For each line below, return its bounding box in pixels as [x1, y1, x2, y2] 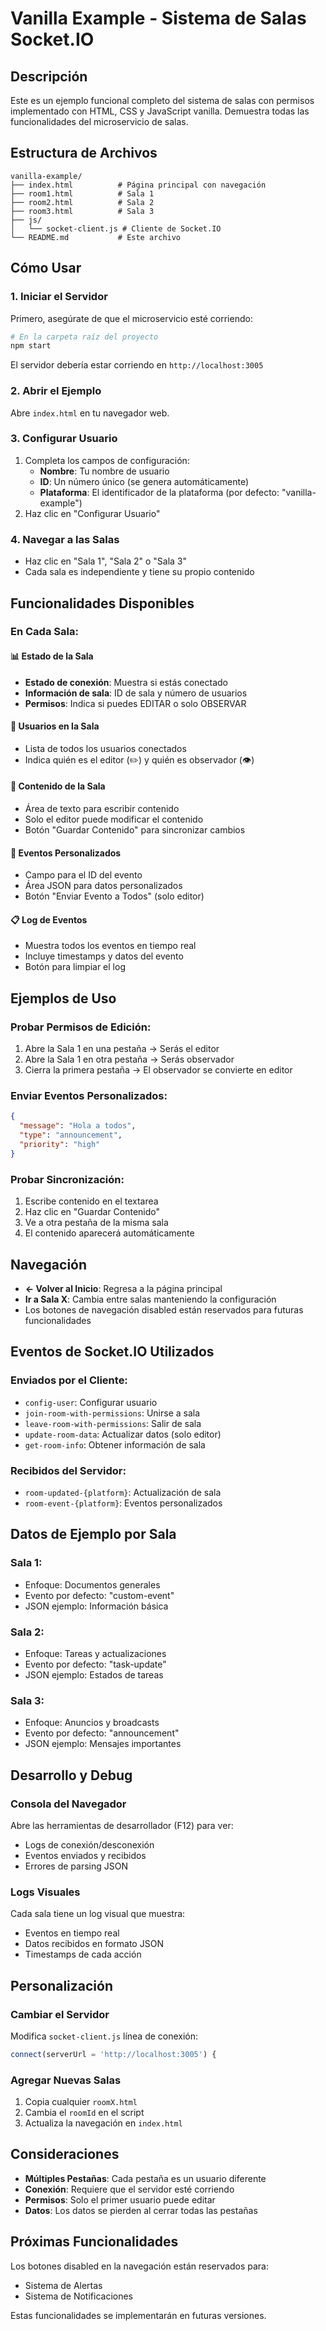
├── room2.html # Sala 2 [10, 197, 155, 207]
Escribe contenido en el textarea [24, 1195, 159, 1207]
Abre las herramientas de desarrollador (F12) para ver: [10, 1819, 234, 1831]
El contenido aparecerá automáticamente [24, 1227, 195, 1239]
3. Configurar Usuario [10, 432, 118, 446]
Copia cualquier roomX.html [24, 2096, 138, 2108]
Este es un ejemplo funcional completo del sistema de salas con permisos [10, 95, 315, 106]
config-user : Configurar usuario [24, 1396, 158, 1408]
